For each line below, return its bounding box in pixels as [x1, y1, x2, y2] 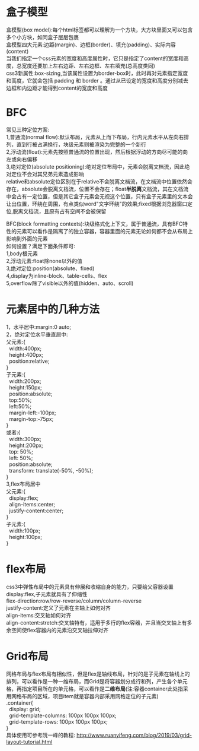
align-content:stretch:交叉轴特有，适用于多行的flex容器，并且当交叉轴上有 [6, 619, 188, 626]
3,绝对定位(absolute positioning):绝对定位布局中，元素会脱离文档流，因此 [6, 163, 185, 170]
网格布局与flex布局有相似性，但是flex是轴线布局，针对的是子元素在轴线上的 [6, 670, 191, 677]
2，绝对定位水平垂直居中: [6, 331, 68, 338]
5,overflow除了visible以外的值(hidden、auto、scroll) [6, 280, 134, 287]
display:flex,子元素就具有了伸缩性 [6, 590, 88, 597]
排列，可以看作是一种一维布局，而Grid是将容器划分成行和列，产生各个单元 [6, 677, 188, 685]
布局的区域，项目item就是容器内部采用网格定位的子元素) [21, 692, 159, 699]
